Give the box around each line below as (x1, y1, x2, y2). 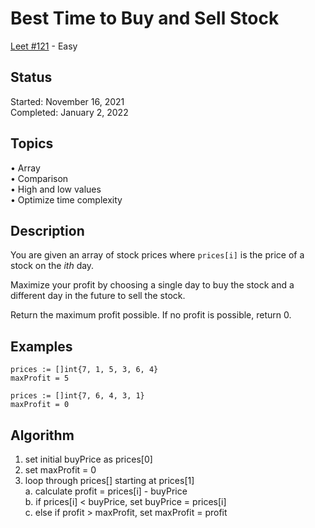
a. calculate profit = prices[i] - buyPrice (24, 485, 188, 497)
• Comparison (10, 172, 69, 184)
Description (10, 222, 85, 239)
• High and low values (10, 183, 102, 195)
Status (10, 69, 53, 86)
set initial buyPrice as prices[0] (24, 453, 153, 465)
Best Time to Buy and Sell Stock (10, 7, 280, 30)
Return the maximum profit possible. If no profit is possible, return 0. (10, 309, 292, 321)
